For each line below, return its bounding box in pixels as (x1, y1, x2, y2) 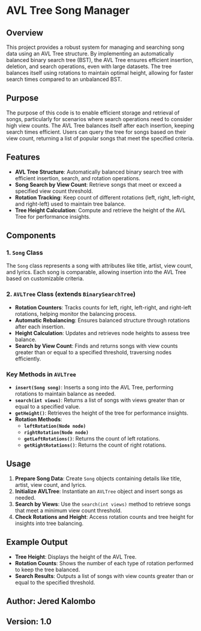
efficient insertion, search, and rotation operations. (14, 174, 141, 181)
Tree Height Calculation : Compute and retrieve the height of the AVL (14, 206, 186, 214)
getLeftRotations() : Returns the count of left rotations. (23, 435, 161, 442)
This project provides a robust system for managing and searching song (6, 43, 185, 51)
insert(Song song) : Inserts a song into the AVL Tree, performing (14, 383, 174, 391)
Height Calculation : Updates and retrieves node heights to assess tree (14, 329, 190, 336)
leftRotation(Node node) (23, 423, 86, 429)
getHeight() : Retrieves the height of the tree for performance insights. (14, 409, 189, 416)
